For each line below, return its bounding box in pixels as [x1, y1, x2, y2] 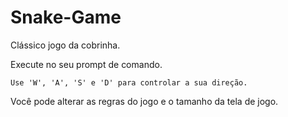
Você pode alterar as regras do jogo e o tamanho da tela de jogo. [10, 95, 279, 107]
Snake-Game [10, 6, 122, 29]
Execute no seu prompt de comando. [10, 58, 163, 70]
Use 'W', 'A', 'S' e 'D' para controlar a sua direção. [10, 77, 248, 88]
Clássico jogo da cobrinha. [10, 39, 121, 51]
